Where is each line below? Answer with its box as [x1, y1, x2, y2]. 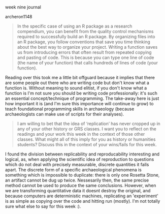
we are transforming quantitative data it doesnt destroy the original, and [5, 188, 151, 193]
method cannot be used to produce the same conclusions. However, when [5, 183, 157, 188]
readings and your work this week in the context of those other [17, 131, 145, 137]
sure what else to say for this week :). [5, 204, 81, 209]
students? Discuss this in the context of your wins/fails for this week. [17, 142, 157, 147]
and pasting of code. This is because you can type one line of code [17, 55, 154, 61]
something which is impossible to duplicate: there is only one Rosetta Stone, [5, 172, 160, 178]
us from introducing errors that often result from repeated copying [17, 49, 152, 55]
